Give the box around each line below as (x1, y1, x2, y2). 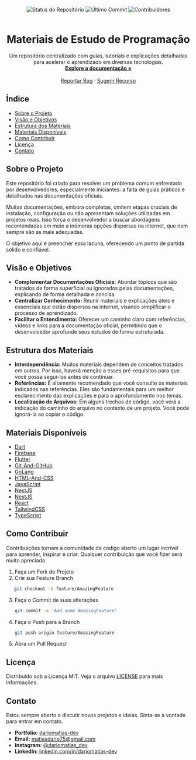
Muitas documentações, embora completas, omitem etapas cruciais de (6, 203, 177, 211)
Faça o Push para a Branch (14, 618, 80, 625)
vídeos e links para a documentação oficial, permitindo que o (14, 322, 162, 329)
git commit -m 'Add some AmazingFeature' (14, 608, 118, 613)
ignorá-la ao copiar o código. (14, 410, 85, 418)
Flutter (14, 456, 31, 463)
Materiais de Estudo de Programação (6, 33, 190, 46)
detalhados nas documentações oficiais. (6, 192, 104, 199)
